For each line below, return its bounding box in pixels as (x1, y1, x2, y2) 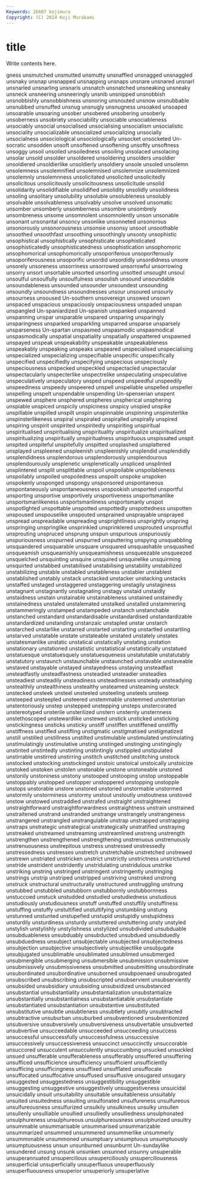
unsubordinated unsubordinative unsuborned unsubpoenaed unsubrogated (6, 970, 192, 977)
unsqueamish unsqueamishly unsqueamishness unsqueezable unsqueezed (6, 549, 192, 556)
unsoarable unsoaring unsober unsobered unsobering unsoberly (6, 110, 165, 117)
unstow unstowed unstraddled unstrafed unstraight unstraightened (6, 798, 171, 805)
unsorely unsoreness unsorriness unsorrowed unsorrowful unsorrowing (6, 263, 183, 270)
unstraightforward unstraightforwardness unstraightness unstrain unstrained (6, 804, 195, 811)
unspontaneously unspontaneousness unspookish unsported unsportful (6, 486, 183, 493)
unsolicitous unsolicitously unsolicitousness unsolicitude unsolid (6, 180, 165, 187)
